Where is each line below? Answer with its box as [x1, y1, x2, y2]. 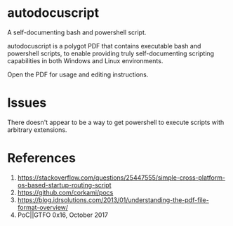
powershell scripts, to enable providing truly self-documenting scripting [7, 49, 215, 58]
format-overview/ [17, 203, 69, 211]
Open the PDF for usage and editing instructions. [7, 70, 149, 79]
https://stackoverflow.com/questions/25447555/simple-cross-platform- [17, 173, 226, 182]
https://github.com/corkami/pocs [17, 188, 114, 197]
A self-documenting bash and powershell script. [7, 28, 147, 36]
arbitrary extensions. [7, 125, 67, 134]
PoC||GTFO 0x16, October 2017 [17, 211, 109, 219]
